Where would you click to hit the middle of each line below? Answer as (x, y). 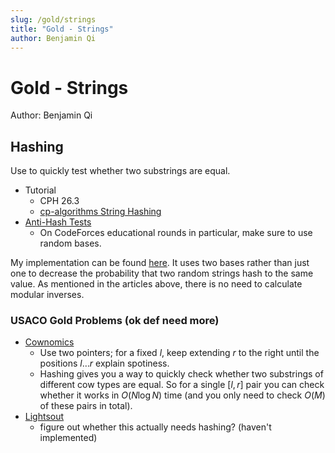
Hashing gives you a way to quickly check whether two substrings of (181, 374)
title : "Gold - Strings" (62, 29)
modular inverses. (47, 295)
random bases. (70, 243)
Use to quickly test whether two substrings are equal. (120, 171)
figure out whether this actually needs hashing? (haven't (155, 427)
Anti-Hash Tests (58, 222)
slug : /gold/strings (53, 19)
